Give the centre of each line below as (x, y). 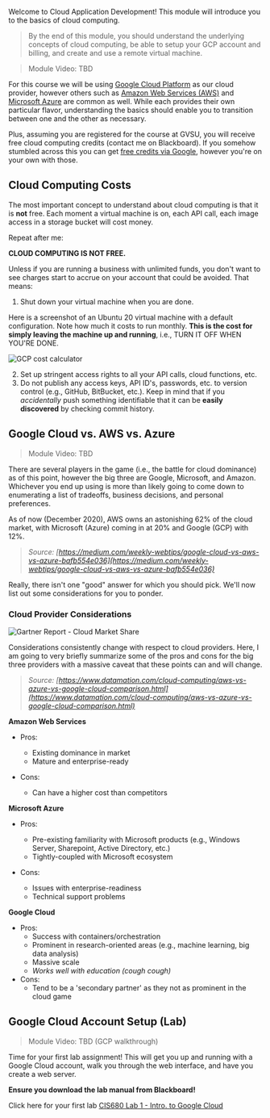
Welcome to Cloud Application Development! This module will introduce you (134, 12)
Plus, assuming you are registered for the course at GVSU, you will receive (132, 134)
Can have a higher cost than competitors (100, 792)
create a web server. (42, 1074)
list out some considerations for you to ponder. (86, 593)
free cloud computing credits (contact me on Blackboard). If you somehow (132, 143)
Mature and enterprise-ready (80, 761)
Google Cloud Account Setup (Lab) (98, 1022)
